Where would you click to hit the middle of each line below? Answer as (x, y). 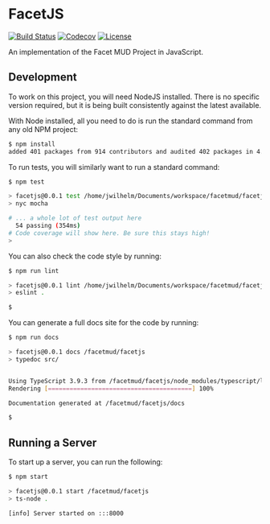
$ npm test (27, 182)
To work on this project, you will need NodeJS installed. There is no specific (134, 97)
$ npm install (32, 144)
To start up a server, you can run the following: (86, 462)
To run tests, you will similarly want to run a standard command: (114, 167)
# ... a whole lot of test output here (75, 218)
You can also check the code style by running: (85, 256)
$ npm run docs (34, 338)
